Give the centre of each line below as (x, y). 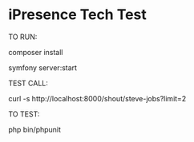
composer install (36, 52)
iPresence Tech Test (77, 15)
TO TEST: (24, 114)
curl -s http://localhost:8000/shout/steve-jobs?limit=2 (97, 98)
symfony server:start (43, 67)
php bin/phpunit (35, 129)
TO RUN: (23, 37)
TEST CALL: (28, 83)
